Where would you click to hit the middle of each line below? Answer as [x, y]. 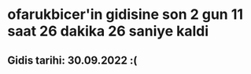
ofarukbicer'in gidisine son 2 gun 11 [125, 15]
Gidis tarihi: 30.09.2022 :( [72, 60]
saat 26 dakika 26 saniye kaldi [108, 31]
